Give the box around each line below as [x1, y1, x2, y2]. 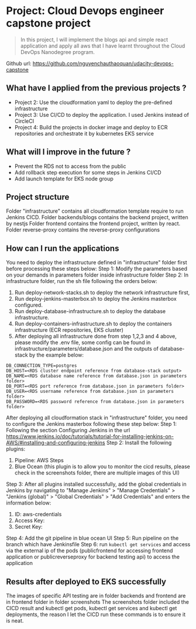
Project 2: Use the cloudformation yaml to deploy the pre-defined [14, 99, 173, 106]
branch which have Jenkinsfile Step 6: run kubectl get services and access [6, 541, 191, 548]
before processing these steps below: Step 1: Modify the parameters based [6, 265, 188, 273]
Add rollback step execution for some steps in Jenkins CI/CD [14, 169, 162, 176]
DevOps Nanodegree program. [20, 48, 95, 55]
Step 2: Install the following [106, 439, 172, 446]
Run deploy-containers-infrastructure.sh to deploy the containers [14, 320, 173, 327]
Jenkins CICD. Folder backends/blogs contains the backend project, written [6, 214, 188, 221]
